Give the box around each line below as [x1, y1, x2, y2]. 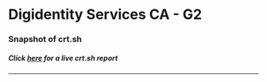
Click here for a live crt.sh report [8, 53, 118, 62]
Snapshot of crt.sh [8, 34, 82, 45]
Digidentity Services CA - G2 [8, 6, 203, 24]
